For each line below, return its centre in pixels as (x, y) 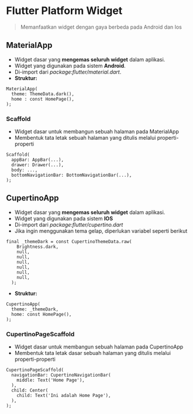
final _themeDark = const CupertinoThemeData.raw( (69, 241)
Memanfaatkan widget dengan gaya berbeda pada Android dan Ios (101, 27)
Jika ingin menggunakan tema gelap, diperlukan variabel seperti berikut (101, 231)
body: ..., (25, 170)
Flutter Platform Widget (64, 11)
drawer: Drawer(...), (38, 165)
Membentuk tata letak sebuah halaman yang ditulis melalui (85, 138)
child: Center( (30, 391)
